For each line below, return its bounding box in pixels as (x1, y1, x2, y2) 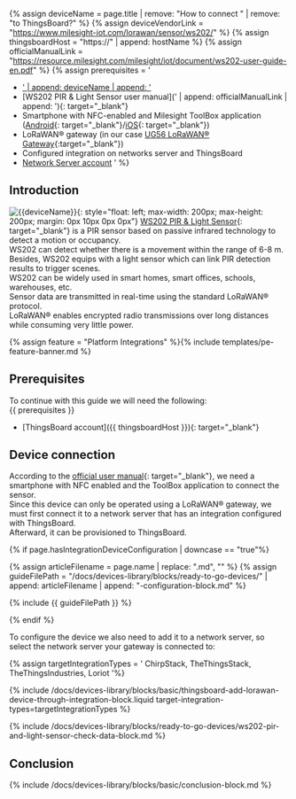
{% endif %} (9, 615, 55, 625)
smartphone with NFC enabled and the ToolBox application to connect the (9, 480, 280, 491)
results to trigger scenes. (9, 262, 101, 274)
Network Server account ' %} (21, 158, 130, 167)
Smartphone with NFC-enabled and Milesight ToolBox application (21, 111, 261, 120)
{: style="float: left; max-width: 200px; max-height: (76, 206, 264, 217)
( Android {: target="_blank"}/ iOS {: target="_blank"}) (21, 120, 210, 130)
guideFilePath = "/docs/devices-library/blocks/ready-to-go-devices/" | (9, 571, 268, 582)
